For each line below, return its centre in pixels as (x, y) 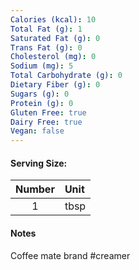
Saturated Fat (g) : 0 (55, 38)
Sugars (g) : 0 (40, 94)
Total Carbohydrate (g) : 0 (66, 76)
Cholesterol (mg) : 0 (53, 57)
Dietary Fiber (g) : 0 (55, 85)
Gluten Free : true (48, 112)
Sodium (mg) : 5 (42, 66)
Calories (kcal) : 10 (53, 19)
